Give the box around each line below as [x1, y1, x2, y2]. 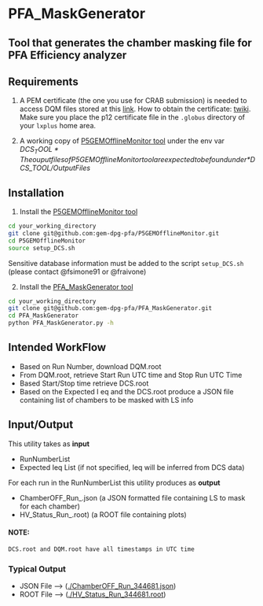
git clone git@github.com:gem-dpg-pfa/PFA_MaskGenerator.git [8, 305, 213, 312]
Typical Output [8, 564, 67, 575]
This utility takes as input [8, 438, 90, 449]
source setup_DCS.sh [8, 244, 76, 252]
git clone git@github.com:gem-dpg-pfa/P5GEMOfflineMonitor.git [8, 229, 220, 237]
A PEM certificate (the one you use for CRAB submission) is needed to [19, 96, 247, 105]
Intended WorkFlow [8, 341, 107, 354]
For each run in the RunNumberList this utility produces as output [8, 478, 221, 487]
